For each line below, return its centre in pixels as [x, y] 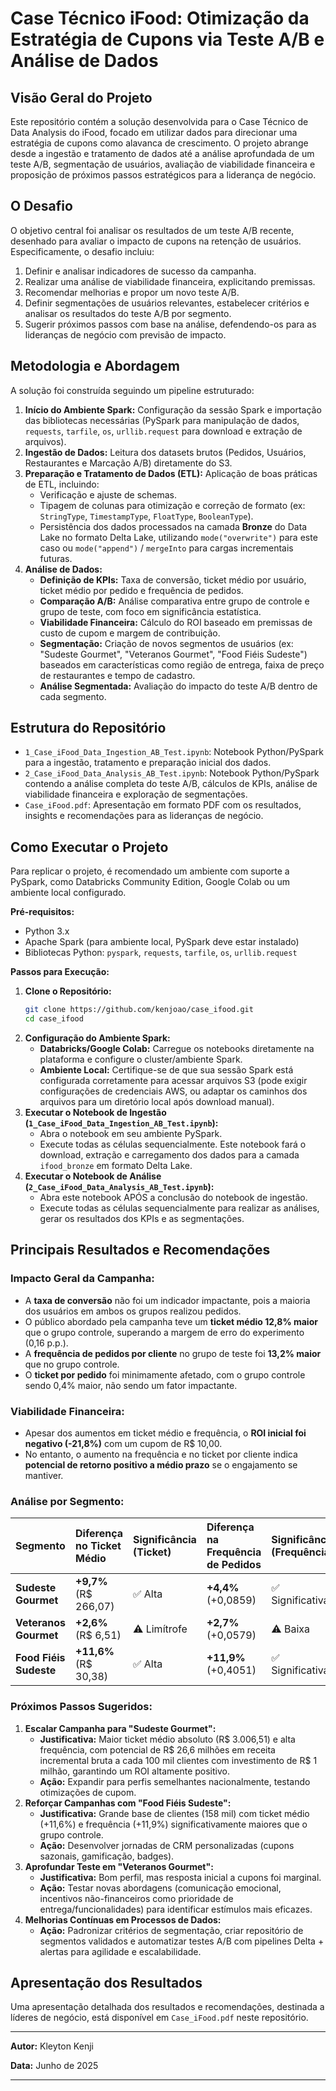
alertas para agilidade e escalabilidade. [120, 1951]
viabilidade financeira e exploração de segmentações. [136, 794]
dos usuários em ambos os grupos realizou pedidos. [133, 1311]
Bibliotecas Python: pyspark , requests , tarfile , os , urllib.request [161, 953]
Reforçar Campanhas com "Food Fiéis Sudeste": [128, 1803]
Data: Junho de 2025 [54, 2066]
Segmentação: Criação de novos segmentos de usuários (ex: [166, 643]
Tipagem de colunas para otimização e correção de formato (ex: [172, 505]
